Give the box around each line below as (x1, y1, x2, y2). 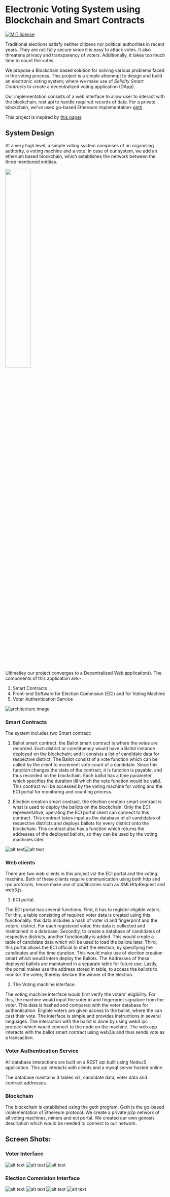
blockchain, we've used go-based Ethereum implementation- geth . (5, 104, 144, 110)
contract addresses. (5, 1079, 47, 1086)
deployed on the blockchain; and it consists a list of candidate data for (12, 751, 160, 757)
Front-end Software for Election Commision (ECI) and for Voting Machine (12, 690, 165, 697)
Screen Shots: (5, 1135, 51, 1143)
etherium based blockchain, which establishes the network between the (5, 153, 156, 159)
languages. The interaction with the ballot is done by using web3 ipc (5, 1018, 148, 1025)
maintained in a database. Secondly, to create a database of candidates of (5, 928, 161, 935)
